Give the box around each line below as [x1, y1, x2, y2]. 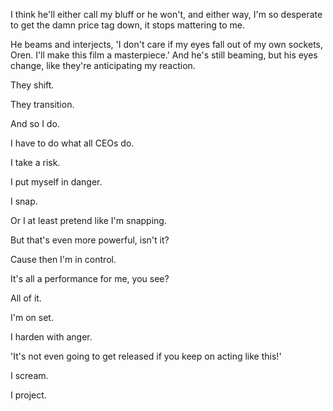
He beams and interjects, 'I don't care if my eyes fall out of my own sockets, [10, 39, 324, 50]
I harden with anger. [10, 331, 93, 343]
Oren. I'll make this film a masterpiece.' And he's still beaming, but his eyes [10, 49, 318, 61]
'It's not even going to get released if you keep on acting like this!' [10, 350, 282, 362]
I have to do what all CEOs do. [10, 137, 135, 149]
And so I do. [10, 118, 60, 129]
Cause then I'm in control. [10, 254, 117, 265]
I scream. [10, 370, 49, 381]
